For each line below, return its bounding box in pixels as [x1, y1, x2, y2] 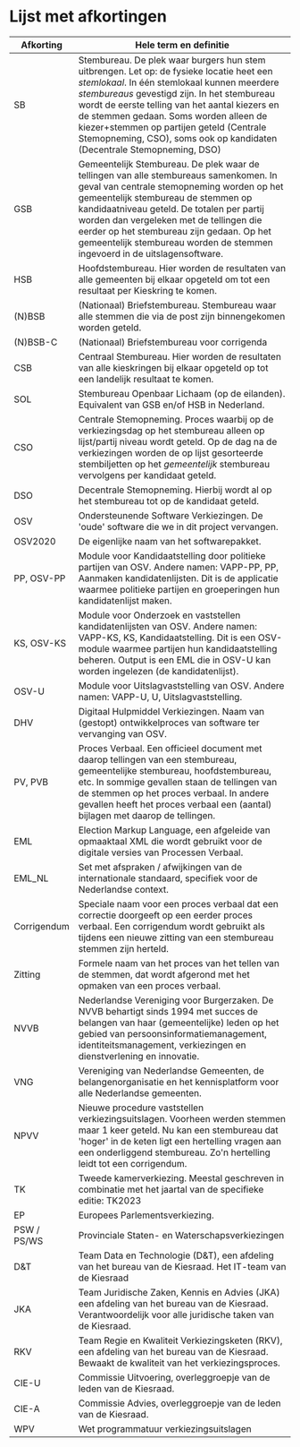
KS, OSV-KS [13, 637, 67, 649]
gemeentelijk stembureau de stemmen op [78, 191, 253, 203]
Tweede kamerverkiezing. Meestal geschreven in [78, 1171, 284, 1184]
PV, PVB [13, 775, 49, 788]
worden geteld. [78, 321, 142, 333]
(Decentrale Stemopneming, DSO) [78, 143, 221, 156]
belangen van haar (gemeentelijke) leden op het [78, 1016, 279, 1029]
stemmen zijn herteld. [78, 942, 170, 955]
